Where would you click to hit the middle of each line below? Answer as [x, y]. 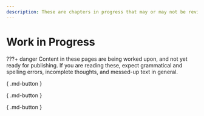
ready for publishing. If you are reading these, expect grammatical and [94, 65]
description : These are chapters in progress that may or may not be [96, 12]
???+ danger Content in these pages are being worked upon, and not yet [97, 59]
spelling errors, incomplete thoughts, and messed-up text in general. [92, 72]
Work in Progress [51, 42]
